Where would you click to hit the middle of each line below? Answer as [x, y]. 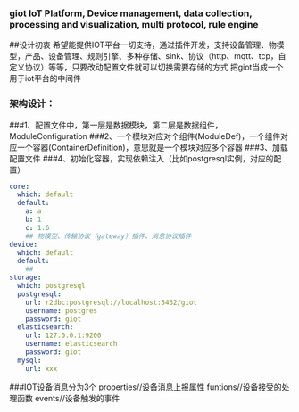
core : [19, 186]
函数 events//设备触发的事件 [68, 398]
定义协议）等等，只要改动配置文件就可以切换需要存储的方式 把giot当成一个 [146, 67]
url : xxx [42, 368]
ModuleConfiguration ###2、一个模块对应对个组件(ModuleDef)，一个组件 [145, 136]
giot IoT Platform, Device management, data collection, [131, 13]
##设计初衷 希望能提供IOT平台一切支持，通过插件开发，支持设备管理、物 [143, 45]
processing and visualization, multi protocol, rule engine [134, 24]
